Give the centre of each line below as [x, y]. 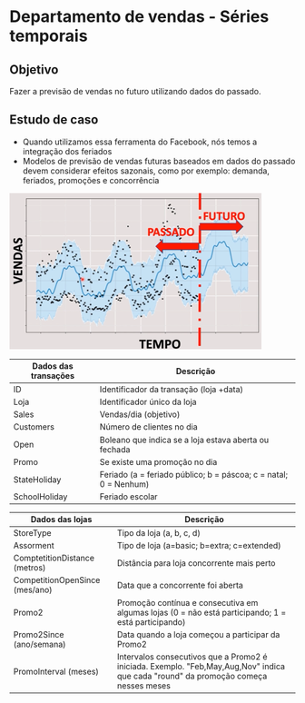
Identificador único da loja [148, 401]
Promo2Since [39, 634]
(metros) [30, 568]
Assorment [34, 545]
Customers [34, 427]
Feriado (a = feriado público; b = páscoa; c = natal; [194, 475]
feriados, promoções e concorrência [91, 180]
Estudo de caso [54, 120]
